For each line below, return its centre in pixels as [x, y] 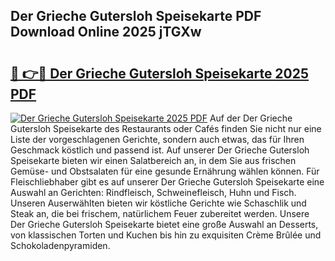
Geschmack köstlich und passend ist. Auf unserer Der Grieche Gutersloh [160, 150]
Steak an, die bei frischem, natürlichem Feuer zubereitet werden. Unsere [160, 213]
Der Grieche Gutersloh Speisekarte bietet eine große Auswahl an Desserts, [164, 224]
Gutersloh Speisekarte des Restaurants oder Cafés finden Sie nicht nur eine [166, 128]
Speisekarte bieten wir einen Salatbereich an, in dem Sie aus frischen [153, 160]
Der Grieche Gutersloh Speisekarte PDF [136, 16]
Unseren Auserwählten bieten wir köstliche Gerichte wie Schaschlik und [158, 203]
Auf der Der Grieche [251, 118]
